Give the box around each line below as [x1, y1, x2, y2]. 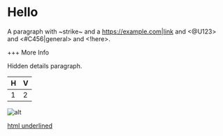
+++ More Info [7, 48, 50, 56]
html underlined [7, 121, 53, 130]
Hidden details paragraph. [7, 61, 82, 70]
